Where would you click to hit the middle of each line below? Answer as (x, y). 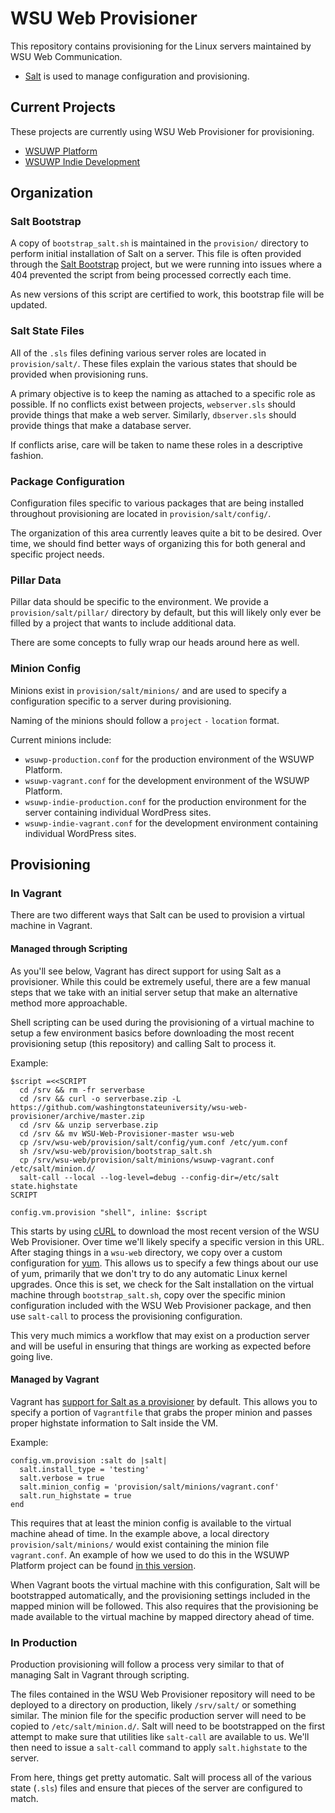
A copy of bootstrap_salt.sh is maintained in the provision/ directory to (159, 243)
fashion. (27, 455)
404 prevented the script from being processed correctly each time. (151, 275)
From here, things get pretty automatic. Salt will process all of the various (161, 1778)
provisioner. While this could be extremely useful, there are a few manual (160, 981)
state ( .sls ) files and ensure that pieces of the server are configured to (156, 1788)
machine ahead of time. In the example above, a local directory (140, 1533)
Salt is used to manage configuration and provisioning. (137, 76)
